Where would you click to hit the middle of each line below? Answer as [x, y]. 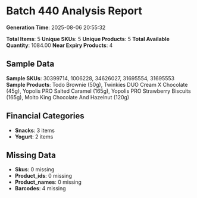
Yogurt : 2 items [34, 136]
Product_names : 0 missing [48, 182]
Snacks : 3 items [35, 130]
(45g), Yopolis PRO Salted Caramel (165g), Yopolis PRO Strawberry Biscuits [99, 91]
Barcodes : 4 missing [40, 188]
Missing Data [31, 155]
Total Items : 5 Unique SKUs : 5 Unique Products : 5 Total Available [88, 39]
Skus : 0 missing [35, 169]
